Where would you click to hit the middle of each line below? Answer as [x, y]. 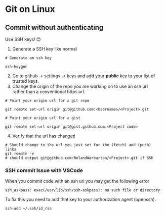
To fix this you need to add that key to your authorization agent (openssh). [81, 200]
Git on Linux [30, 9]
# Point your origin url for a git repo [47, 101]
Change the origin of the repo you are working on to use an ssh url [80, 86]
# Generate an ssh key [28, 58]
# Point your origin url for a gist [43, 118]
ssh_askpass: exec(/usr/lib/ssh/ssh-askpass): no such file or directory [83, 190]
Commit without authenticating [54, 27]
